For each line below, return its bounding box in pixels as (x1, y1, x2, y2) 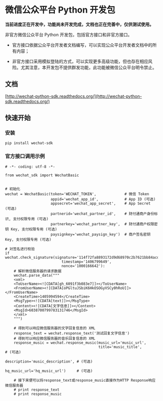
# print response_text (14, 387, 60, 392)
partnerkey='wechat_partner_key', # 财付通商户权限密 (50, 221, 158, 226)
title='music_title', (98, 344, 142, 350)
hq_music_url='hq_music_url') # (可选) (5, 368, 93, 373)
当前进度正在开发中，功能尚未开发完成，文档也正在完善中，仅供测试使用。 (5, 21, 154, 27)
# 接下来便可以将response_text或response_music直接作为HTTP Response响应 (14, 378, 156, 383)
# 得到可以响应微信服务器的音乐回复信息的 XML (14, 336, 96, 341)
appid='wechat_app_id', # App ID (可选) (50, 197, 156, 201)
